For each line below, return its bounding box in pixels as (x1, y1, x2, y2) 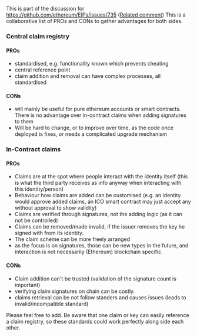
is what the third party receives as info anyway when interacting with (14, 180, 182, 187)
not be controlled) (14, 217, 58, 224)
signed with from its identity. (14, 230, 84, 237)
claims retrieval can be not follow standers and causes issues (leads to (14, 293, 186, 301)
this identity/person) (14, 185, 64, 193)
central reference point (14, 66, 71, 73)
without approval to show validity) (14, 204, 97, 211)
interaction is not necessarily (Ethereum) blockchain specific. (14, 248, 163, 256)
